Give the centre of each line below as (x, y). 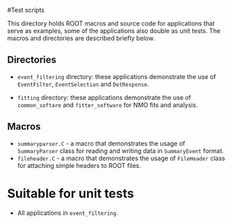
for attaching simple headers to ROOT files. (79, 165)
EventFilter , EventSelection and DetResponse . (83, 84)
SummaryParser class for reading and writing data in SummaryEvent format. (121, 150)
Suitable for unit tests (71, 193)
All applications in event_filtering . (67, 213)
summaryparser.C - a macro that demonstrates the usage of (101, 143)
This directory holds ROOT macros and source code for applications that (111, 23)
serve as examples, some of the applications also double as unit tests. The (114, 31)
